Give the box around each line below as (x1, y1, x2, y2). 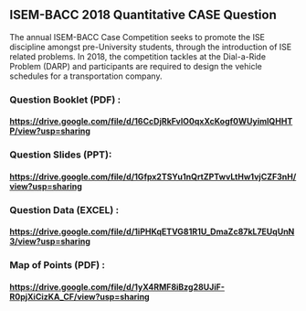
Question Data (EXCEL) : (9, 203, 120, 216)
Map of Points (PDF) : (9, 259, 106, 272)
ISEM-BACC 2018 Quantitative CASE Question (9, 7, 277, 23)
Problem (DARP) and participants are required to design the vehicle (9, 60, 262, 71)
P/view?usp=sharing (9, 125, 91, 136)
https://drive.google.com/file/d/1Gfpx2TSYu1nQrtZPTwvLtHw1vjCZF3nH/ (9, 171, 297, 182)
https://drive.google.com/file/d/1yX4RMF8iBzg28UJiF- (9, 281, 226, 292)
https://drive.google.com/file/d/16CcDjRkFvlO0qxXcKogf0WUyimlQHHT (9, 116, 293, 127)
